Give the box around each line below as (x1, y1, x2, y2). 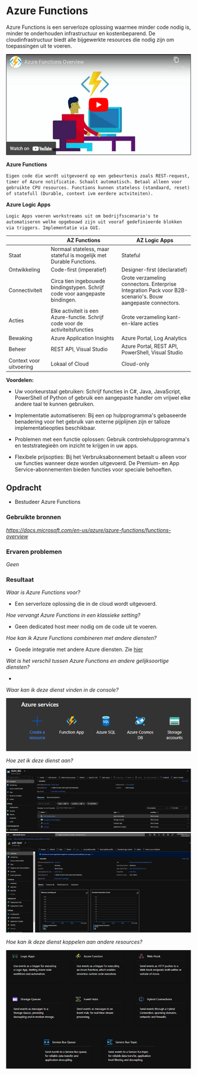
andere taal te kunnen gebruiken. (14, 400, 95, 407)
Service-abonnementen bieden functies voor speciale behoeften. (14, 466, 173, 473)
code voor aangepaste (50, 290, 106, 297)
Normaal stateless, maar (50, 245, 110, 253)
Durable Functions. (50, 258, 97, 265)
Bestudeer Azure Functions (14, 499, 81, 506)
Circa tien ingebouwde (50, 277, 106, 284)
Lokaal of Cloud (50, 360, 89, 367)
